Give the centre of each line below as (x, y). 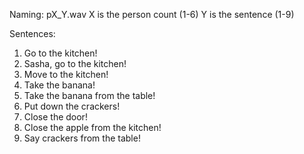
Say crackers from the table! (82, 138)
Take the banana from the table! (89, 95)
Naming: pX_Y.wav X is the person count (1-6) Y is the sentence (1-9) (152, 14)
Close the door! (55, 117)
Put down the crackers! (72, 106)
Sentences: (32, 33)
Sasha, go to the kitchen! (75, 63)
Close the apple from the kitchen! (92, 127)
